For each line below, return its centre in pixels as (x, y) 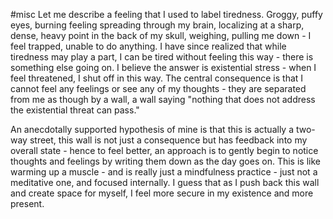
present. (27, 203)
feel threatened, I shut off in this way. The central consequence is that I (157, 78)
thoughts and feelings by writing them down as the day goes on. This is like (165, 161)
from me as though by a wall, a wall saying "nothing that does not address (163, 99)
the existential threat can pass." (75, 110)
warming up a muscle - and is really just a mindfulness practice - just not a (164, 172)
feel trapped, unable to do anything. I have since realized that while (148, 46)
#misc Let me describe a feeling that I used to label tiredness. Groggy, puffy (166, 14)
